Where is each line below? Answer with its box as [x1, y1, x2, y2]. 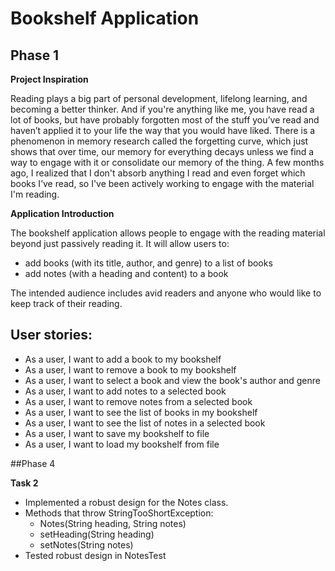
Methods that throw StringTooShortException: [24, 507, 214, 519]
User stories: [10, 327, 93, 344]
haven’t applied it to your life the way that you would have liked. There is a [10, 125, 316, 136]
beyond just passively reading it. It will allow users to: [10, 238, 230, 249]
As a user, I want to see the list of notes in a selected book [24, 417, 266, 429]
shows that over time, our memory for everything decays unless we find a [10, 146, 315, 157]
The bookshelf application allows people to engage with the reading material [10, 227, 326, 239]
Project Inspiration [10, 73, 89, 85]
